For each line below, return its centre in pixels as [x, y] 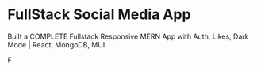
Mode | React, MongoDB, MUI [56, 44]
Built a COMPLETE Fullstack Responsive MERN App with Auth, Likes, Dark [128, 36]
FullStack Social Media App [99, 15]
